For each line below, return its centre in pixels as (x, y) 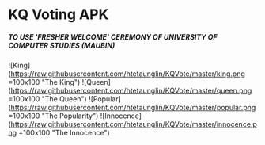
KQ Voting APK (59, 15)
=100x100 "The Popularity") (53, 116)
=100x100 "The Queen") (47, 99)
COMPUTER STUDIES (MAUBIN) (62, 45)
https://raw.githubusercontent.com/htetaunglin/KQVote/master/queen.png (131, 91)
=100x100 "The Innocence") (64, 133)
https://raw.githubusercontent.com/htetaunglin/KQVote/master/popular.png (133, 108)
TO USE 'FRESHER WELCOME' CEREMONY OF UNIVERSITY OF (113, 36)
